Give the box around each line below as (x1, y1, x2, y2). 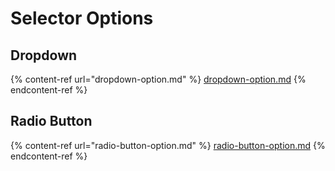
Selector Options (10, 7, 154, 30)
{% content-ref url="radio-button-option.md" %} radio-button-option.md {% (10, 139, 326, 151)
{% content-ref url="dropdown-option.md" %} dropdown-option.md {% (10, 73, 307, 85)
